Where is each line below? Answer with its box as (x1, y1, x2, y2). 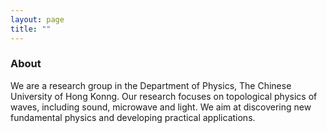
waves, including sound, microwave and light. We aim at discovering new (10, 101, 312, 113)
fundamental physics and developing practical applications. (10, 111, 256, 123)
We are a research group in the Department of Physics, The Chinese (10, 79, 292, 91)
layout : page (10, 14, 65, 25)
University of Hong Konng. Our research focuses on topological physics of (10, 90, 318, 102)
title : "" (10, 24, 52, 34)
